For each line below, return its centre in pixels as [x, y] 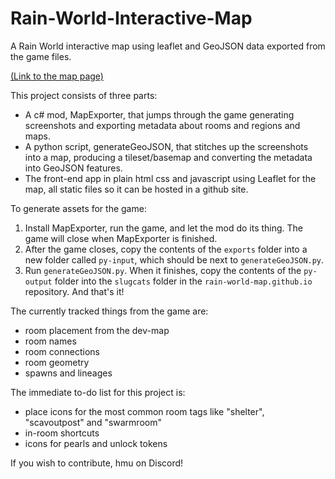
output [38, 282]
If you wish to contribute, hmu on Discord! [97, 463]
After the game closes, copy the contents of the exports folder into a [166, 249]
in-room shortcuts [62, 433]
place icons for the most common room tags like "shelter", [144, 411]
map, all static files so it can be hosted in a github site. [136, 189]
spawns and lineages [68, 373]
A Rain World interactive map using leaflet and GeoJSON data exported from [168, 46]
